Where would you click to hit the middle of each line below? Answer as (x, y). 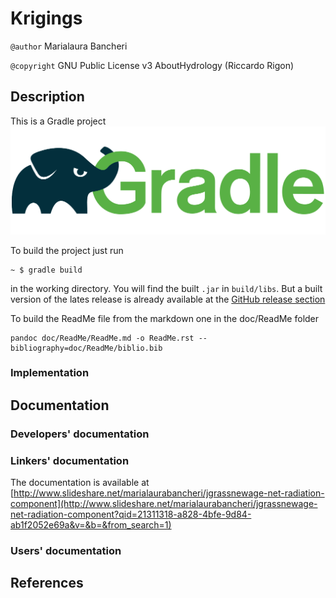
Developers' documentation (80, 434)
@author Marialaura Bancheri (69, 46)
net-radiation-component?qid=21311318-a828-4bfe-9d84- (131, 514)
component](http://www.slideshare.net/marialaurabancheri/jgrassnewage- (164, 504)
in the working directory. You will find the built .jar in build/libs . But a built (166, 288)
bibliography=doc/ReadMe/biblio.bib (86, 348)
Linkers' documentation (70, 460)
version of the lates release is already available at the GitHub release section (168, 299)
